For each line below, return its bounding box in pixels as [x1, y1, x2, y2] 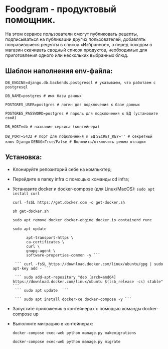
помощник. [5, 14, 56, 26]
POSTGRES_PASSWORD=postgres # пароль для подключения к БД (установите [5, 111, 158, 116]
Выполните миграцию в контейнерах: [12, 320, 94, 326]
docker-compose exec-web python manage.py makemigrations [12, 330, 136, 335]
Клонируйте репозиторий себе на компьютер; [12, 166, 112, 172]
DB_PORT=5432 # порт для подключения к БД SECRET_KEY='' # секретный [5, 134, 153, 139]
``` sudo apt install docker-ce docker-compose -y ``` [15, 297, 132, 302]
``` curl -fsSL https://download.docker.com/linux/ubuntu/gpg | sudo [15, 261, 163, 267]
